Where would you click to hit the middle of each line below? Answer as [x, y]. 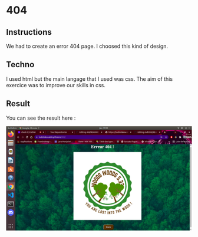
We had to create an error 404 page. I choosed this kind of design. [87, 46]
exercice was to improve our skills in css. [56, 85]
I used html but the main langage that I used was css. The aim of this [89, 79]
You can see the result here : [41, 118]
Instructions [29, 32]
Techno [20, 65]
